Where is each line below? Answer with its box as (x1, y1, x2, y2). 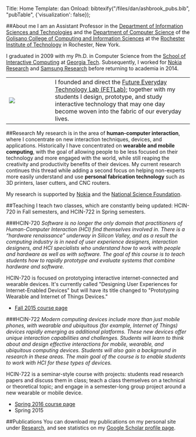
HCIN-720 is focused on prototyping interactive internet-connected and (6, 274, 179, 281)
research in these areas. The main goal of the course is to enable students (6, 353, 185, 360)
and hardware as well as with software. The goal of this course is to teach (6, 251, 185, 257)
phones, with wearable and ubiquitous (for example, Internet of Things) (6, 322, 178, 329)
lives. (55, 115, 69, 122)
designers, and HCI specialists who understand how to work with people (6, 245, 181, 251)
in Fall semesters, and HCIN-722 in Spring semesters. (16, 208, 146, 215)
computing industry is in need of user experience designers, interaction (6, 238, 178, 245)
